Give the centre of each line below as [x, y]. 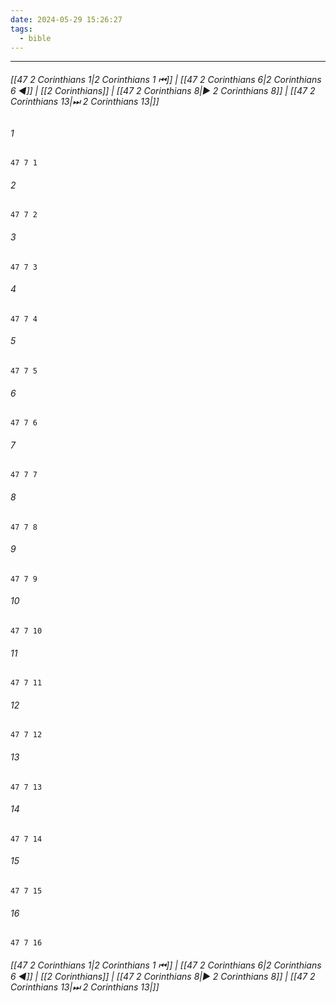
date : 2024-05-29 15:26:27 [66, 19]
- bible [35, 38]
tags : [21, 29]
